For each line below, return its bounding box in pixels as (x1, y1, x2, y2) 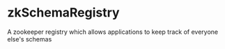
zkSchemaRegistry (7, 5, 120, 21)
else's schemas (7, 35, 52, 43)
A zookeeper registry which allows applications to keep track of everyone (7, 28, 219, 36)
